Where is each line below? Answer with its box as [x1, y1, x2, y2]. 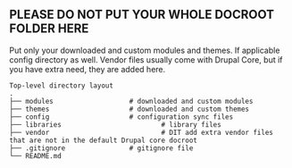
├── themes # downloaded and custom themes [9, 105, 250, 113]
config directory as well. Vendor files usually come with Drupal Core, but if [9, 54, 283, 65]
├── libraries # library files [9, 120, 221, 129]
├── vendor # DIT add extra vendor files [9, 128, 274, 137]
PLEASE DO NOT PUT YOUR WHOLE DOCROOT [9, 7, 275, 22]
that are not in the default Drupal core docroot [9, 136, 198, 145]
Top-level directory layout [9, 80, 114, 90]
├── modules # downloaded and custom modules [9, 97, 254, 105]
